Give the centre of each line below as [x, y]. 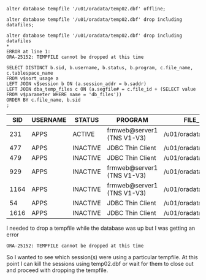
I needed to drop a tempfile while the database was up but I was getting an [101, 228]
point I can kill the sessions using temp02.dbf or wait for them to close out [100, 264]
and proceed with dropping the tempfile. [57, 270]
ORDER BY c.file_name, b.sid [44, 100]
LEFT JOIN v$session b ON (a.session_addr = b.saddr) [77, 84]
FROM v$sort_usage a [33, 78]
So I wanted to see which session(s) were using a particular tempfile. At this [102, 257]
